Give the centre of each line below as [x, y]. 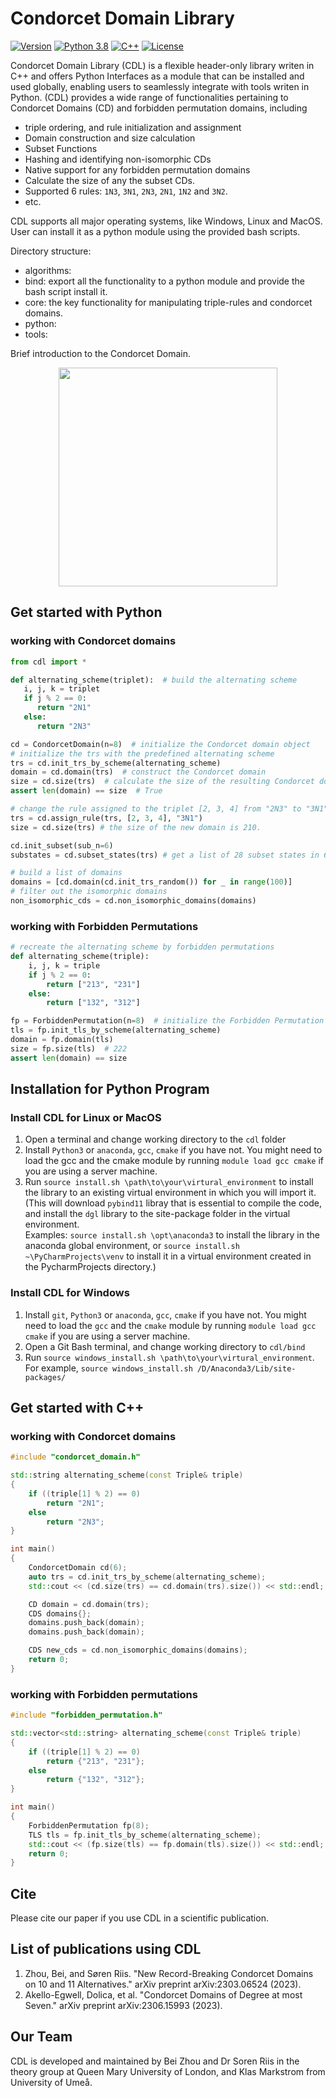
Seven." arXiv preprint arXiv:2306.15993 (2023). [123, 2005]
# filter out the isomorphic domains [89, 892]
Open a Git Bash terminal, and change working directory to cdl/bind [165, 1346]
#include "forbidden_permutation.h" [86, 1715]
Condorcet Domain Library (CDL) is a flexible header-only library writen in [162, 65]
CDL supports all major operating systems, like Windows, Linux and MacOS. [166, 221]
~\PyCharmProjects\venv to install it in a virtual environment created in [168, 1256]
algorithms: [48, 270]
